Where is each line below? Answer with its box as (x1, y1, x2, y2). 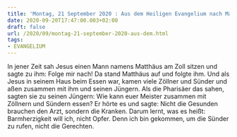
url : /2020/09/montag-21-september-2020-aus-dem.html (7, 30, 169, 37)
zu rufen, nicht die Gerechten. (7, 122, 95, 130)
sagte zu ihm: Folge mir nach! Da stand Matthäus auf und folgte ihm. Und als (7, 70, 230, 78)
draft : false (7, 23, 46, 30)
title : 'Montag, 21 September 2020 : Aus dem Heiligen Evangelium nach (7, 10, 222, 18)
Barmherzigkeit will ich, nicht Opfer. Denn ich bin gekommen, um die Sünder (7, 115, 229, 123)
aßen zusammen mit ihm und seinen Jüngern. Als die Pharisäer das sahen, (7, 85, 224, 93)
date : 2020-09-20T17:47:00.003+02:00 (7, 17, 119, 24)
